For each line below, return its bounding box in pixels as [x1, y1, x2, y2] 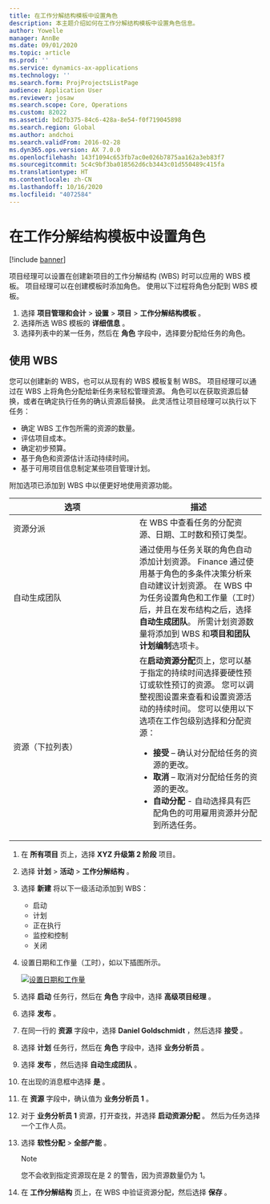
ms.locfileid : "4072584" [9, 190, 92, 199]
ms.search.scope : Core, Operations [9, 101, 128, 109]
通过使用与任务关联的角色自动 [139, 544, 252, 555]
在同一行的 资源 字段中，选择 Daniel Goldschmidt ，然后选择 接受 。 [20, 1026, 248, 1036]
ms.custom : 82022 [9, 109, 67, 117]
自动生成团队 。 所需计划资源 [139, 616, 247, 627]
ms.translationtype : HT [9, 168, 89, 176]
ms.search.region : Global [9, 123, 95, 131]
